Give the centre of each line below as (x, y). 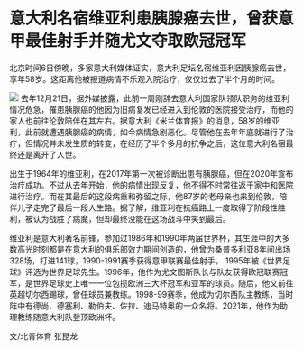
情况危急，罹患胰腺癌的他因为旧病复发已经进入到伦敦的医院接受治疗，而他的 (151, 109)
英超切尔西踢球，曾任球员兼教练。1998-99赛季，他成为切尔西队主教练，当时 (151, 294)
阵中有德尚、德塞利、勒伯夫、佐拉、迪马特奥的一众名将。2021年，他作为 (145, 305)
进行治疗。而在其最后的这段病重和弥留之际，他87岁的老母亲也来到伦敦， (144, 196)
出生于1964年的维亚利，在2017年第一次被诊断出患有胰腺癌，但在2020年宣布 (151, 173)
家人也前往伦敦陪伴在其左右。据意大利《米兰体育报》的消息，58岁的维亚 (144, 120)
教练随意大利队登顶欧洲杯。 (68, 317)
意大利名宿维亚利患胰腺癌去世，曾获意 (152, 18)
